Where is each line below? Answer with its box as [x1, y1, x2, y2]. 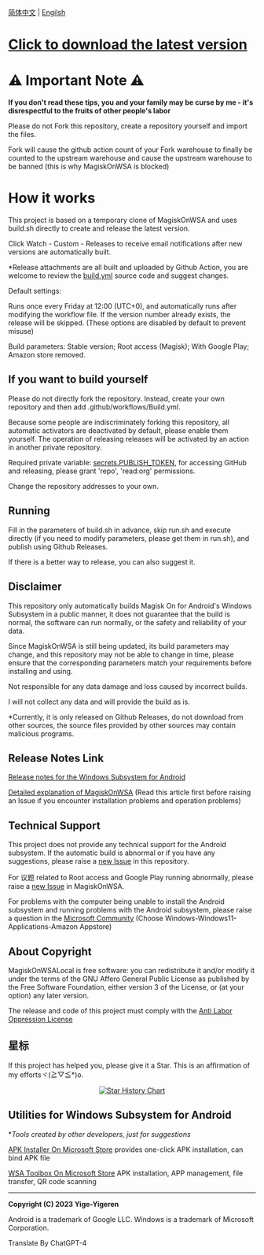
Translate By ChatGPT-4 [8, 1238, 87, 1247]
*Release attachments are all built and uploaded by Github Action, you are [8, 263, 249, 272]
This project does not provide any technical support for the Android [8, 840, 226, 850]
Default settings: [8, 287, 61, 296]
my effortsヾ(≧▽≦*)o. [8, 1070, 84, 1079]
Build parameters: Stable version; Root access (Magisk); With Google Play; [8, 342, 250, 351]
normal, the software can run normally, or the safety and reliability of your [8, 617, 247, 627]
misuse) [8, 327, 34, 336]
